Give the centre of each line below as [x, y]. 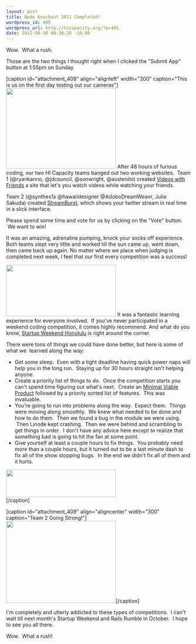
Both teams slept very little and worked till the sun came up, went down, [93, 244]
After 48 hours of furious [147, 167]
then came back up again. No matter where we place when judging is [90, 251]
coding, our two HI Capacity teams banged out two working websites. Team [98, 173]
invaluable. [27, 399]
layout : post [22, 11]
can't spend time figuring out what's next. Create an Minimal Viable [96, 387]
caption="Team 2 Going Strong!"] [47, 518]
